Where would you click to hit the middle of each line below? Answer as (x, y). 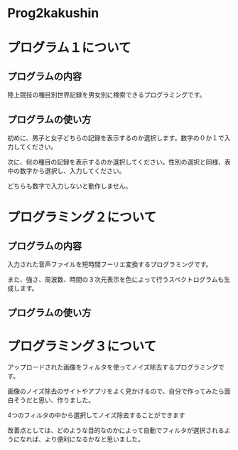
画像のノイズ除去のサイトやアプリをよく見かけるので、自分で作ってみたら (116, 391)
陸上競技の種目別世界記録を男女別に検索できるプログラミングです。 (107, 95)
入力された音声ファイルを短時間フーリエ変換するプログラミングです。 (110, 264)
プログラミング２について (82, 218)
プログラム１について (69, 48)
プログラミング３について (82, 346)
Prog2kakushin (53, 13)
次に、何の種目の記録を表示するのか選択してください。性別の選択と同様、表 (119, 162)
